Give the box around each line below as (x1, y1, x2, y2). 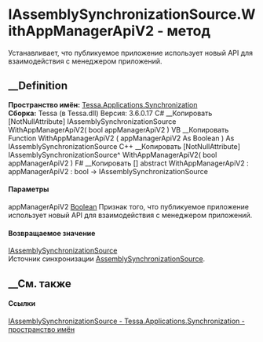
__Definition (8, 79, 68, 93)
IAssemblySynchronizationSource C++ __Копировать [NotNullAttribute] (8, 141, 241, 151)
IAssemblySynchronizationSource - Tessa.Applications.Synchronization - (8, 316, 245, 326)
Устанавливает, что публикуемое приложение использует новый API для (8, 48, 254, 57)
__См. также (8, 277, 72, 290)
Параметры (8, 184, 49, 194)
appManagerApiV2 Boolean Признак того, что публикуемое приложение (8, 202, 250, 211)
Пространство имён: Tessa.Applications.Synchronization (8, 100, 198, 109)
